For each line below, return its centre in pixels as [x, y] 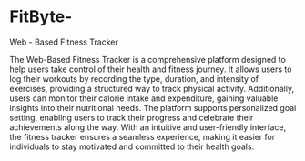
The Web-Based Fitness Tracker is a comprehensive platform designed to [148, 59]
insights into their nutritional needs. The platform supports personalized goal [153, 107]
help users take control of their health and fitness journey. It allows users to [151, 69]
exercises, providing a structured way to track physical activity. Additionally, [152, 88]
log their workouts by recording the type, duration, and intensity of [134, 78]
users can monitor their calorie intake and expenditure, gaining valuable [144, 98]
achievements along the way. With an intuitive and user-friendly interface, [148, 127]
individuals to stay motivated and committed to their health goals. [132, 146]
